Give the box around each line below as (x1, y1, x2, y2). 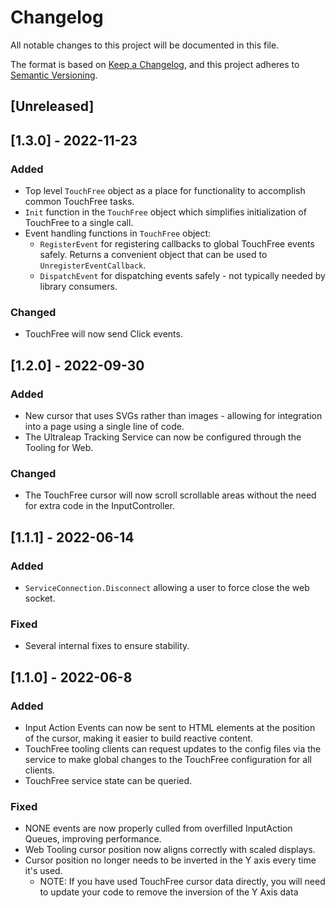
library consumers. (39, 281, 118, 293)
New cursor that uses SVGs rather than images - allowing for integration (24, 410, 323, 421)
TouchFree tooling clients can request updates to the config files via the (24, 742, 322, 755)
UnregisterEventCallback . (39, 259, 147, 271)
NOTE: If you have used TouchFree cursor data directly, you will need (39, 876, 326, 888)
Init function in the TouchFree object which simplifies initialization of (24, 206, 307, 218)
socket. (24, 592, 56, 604)
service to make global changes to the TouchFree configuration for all (24, 753, 312, 765)
